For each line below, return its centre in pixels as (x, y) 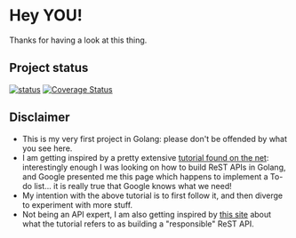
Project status (49, 68)
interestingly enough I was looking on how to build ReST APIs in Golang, (154, 167)
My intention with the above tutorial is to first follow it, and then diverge (152, 195)
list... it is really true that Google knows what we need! (133, 186)
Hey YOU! (46, 16)
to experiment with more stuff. (77, 204)
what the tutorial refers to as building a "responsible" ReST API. (138, 224)
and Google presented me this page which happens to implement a (145, 176)
